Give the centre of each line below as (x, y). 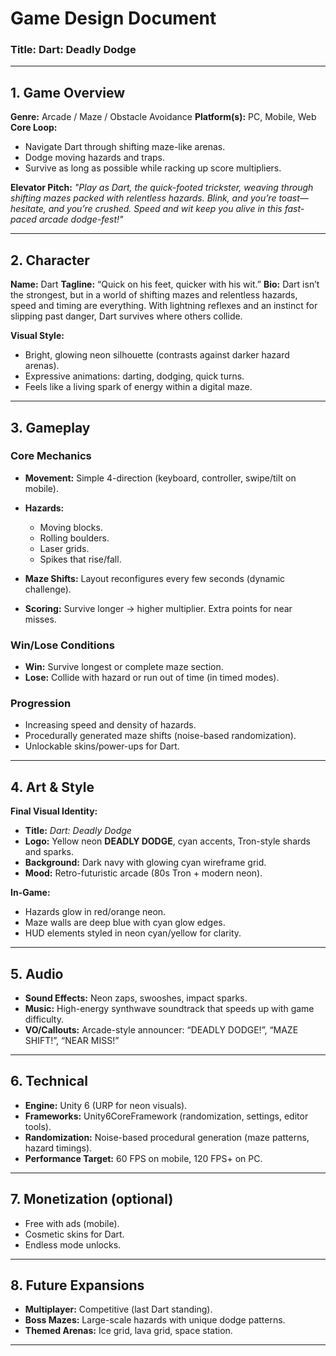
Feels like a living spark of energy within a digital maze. (138, 387)
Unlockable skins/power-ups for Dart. (102, 746)
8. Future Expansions (77, 1285)
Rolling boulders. (74, 538)
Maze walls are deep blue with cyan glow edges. (125, 923)
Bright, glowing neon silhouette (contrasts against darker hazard (157, 355)
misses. (40, 619)
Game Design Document (113, 18)
